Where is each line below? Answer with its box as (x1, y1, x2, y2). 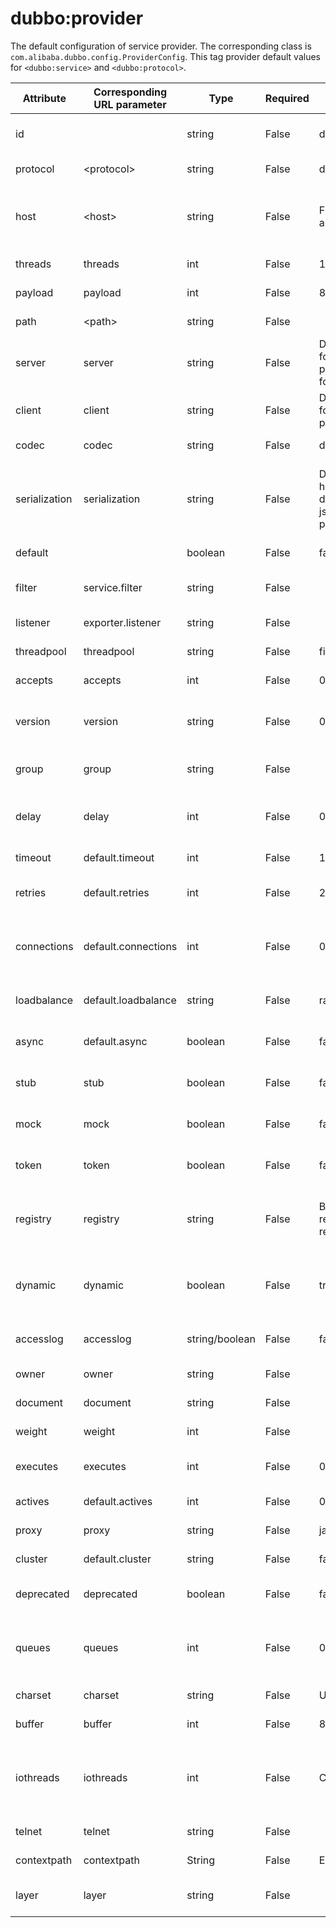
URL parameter (93, 97, 167, 111)
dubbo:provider (10, 7, 144, 30)
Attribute (22, 91, 67, 105)
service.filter (83, 580, 143, 594)
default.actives (83, 1494, 153, 1508)
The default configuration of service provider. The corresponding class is (10, 40, 312, 52)
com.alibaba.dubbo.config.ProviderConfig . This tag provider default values (10, 50, 322, 62)
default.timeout (83, 850, 155, 864)
